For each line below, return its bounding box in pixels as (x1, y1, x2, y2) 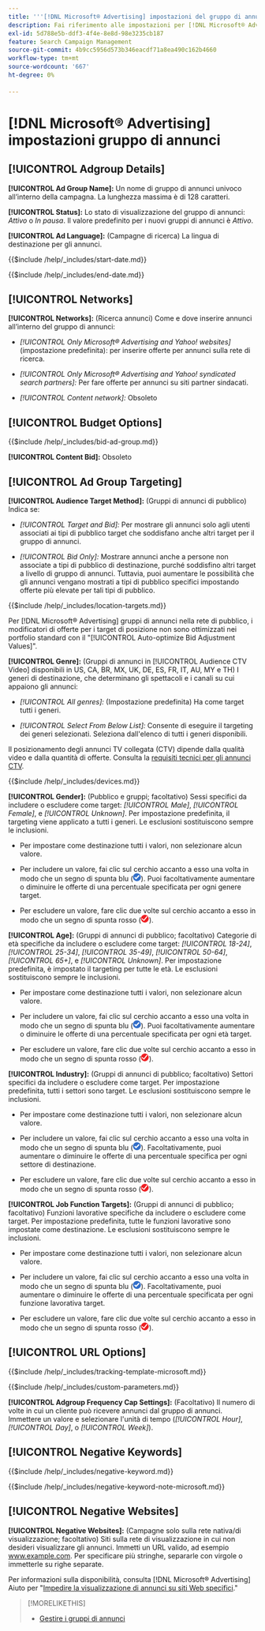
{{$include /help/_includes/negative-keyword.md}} (8, 1466, 174, 1476)
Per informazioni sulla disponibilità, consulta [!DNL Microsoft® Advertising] (8, 1574, 251, 1584)
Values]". (8, 641, 38, 651)
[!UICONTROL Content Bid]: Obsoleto (8, 453, 132, 462)
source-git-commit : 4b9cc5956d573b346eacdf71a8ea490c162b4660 (8, 46, 217, 54)
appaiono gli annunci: (8, 682, 79, 691)
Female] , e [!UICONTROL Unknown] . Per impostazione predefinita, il (8, 809, 230, 818)
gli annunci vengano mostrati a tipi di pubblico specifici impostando (19, 577, 239, 587)
